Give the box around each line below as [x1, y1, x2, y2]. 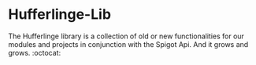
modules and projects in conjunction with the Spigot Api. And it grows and [8, 39, 249, 49]
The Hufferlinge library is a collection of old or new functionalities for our [8, 31, 244, 41]
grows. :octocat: [8, 48, 61, 57]
